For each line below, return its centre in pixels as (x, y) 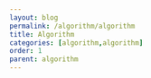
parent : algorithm (44, 59)
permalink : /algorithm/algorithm (72, 26)
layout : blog (34, 17)
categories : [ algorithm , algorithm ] (76, 43)
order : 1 (26, 51)
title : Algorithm (42, 34)
